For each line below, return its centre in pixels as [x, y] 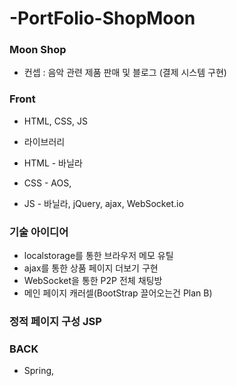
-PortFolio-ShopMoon [102, 18]
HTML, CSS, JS [55, 121]
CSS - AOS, [47, 183]
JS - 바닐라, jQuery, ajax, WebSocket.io [103, 203]
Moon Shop [38, 50]
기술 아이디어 [39, 232]
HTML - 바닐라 [53, 163]
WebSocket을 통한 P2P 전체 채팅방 [93, 281]
